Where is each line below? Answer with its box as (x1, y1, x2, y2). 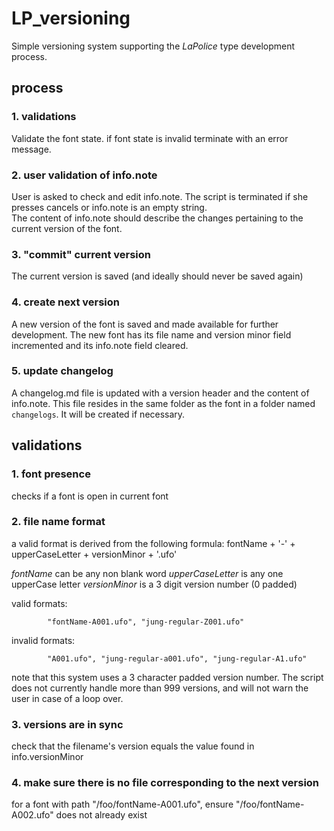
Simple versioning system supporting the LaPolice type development (11, 40, 296, 52)
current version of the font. (11, 222, 123, 234)
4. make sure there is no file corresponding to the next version (11, 776, 320, 790)
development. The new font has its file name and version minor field (11, 328, 292, 341)
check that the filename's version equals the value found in (11, 740, 255, 752)
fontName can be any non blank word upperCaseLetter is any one (11, 567, 284, 579)
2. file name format (11, 515, 106, 529)
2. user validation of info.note (11, 168, 158, 182)
